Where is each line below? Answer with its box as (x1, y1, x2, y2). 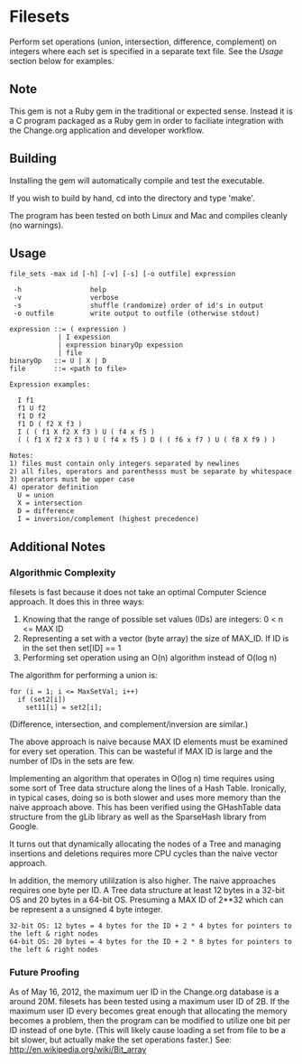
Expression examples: (9, 380, 91, 389)
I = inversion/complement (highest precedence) (17, 515, 200, 524)
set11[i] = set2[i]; (25, 703, 103, 713)
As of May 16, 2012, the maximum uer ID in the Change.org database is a (9, 986, 279, 997)
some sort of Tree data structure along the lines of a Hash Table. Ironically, (9, 783, 287, 794)
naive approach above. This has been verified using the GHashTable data (9, 802, 281, 813)
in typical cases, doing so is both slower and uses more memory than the (9, 792, 281, 803)
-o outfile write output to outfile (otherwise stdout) (13, 309, 260, 318)
